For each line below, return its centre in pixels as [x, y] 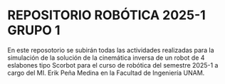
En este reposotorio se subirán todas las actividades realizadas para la [111, 50]
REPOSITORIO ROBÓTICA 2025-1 [107, 15]
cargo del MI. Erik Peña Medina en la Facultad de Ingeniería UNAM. [106, 73]
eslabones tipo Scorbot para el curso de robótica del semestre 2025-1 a [113, 65]
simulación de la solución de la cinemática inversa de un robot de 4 [106, 58]
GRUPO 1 [34, 30]
